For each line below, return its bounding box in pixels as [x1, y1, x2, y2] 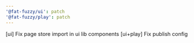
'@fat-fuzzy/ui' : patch [5, 8, 65, 15]
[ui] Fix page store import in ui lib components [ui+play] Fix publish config [5, 30, 188, 37]
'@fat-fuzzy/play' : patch [5, 14, 70, 20]
